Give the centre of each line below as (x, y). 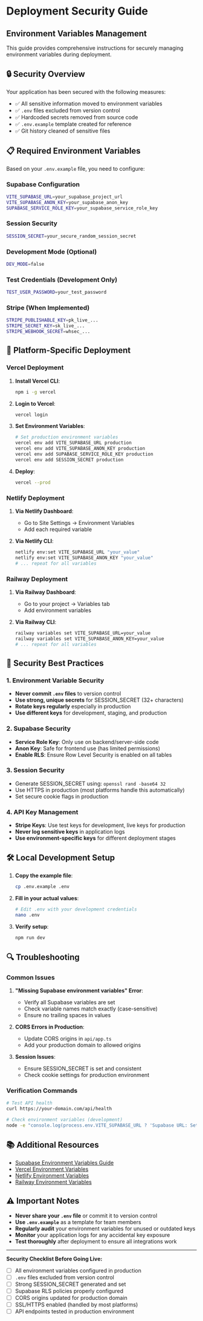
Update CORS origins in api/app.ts (68, 1039)
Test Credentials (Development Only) (62, 280)
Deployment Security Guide (77, 11)
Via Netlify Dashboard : (44, 511)
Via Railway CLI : (36, 622)
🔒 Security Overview (46, 74)
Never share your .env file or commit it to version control (86, 1216)
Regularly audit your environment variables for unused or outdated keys (105, 1228)
